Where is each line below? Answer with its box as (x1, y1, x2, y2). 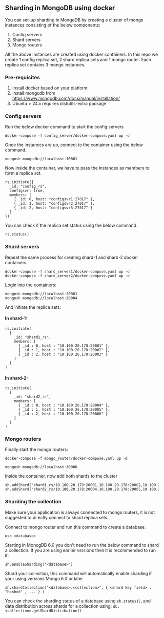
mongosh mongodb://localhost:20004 (5, 296, 78, 300)
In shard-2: (5, 375, 28, 381)
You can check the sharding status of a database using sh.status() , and (5, 598, 151, 604)
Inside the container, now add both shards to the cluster (5, 473, 118, 479)
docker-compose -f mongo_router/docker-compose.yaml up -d (5, 456, 128, 461)
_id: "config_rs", (9, 184, 47, 189)
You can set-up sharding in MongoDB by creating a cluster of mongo (5, 17, 143, 22)
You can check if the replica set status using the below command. (5, 222, 138, 229)
